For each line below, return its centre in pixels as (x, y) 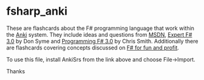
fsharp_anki (37, 11)
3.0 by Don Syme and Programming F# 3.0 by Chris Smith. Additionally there (102, 41)
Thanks (16, 71)
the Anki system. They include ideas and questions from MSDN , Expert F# (99, 34)
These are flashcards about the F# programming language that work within (100, 28)
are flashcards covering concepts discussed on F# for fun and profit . (93, 48)
